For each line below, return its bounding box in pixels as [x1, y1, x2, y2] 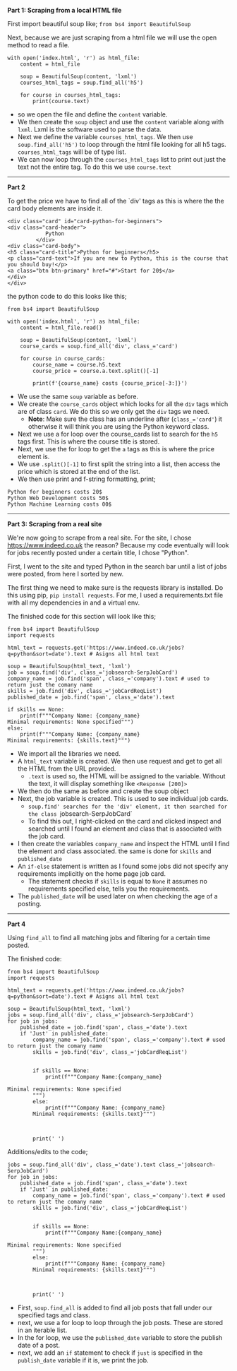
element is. [17, 452, 50, 461]
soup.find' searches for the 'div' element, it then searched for [28, 803, 228, 810]
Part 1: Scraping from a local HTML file [7, 6, 122, 14]
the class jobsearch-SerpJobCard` [28, 809, 133, 818]
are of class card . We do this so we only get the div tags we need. [17, 408, 210, 415]
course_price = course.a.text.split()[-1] [32, 367, 159, 374]
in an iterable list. [17, 1326, 68, 1334]
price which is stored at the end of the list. [17, 468, 140, 475]
